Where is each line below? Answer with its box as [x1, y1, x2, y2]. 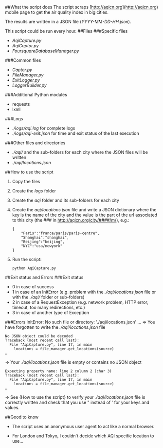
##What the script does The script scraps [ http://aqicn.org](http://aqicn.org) [5, 4, 158, 10]
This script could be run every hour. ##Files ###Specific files [5, 28, 128, 34]
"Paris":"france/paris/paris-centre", [21, 231, 100, 236]
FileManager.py [12, 72, 44, 77]
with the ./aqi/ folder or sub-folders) [12, 294, 85, 300]
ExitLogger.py [12, 77, 40, 83]
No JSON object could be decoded [5, 334, 73, 338]
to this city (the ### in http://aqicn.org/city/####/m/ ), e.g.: [12, 217, 129, 223]
